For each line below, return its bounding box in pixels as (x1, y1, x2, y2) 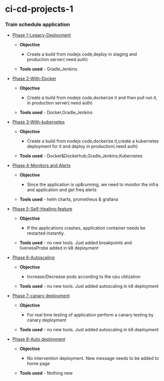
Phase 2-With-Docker (12, 75, 56, 82)
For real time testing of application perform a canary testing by (27, 312, 154, 318)
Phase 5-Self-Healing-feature (12, 206, 73, 212)
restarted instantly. (27, 230, 65, 236)
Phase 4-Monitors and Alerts (12, 163, 71, 169)
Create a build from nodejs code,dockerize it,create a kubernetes (27, 138, 159, 144)
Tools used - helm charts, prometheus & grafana (19, 196, 119, 203)
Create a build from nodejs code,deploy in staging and (27, 51, 137, 57)
